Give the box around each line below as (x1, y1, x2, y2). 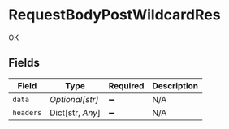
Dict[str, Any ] (50, 107, 102, 118)
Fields (8, 56, 41, 70)
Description (152, 80, 199, 91)
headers (12, 108, 42, 117)
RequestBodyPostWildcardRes (8, 6, 221, 24)
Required (108, 80, 145, 91)
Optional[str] (50, 93, 99, 105)
